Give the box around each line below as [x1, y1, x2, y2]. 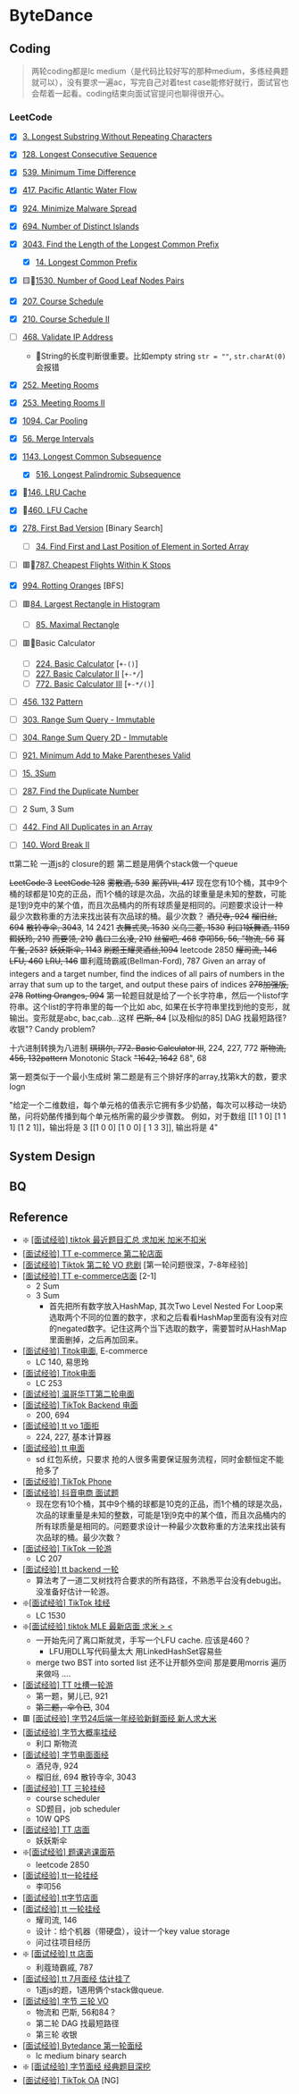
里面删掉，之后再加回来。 [48, 1334, 144, 1345]
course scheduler [35, 1793, 101, 1804]
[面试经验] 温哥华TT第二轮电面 [21, 1389, 136, 1400]
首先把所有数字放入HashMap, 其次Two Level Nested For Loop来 [48, 1301, 284, 1312]
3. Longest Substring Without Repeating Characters [21, 131, 212, 142]
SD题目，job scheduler [35, 1804, 120, 1814]
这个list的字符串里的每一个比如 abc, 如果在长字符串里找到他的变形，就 [32, 1002, 291, 1013]
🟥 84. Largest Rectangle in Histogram [21, 598, 161, 609]
